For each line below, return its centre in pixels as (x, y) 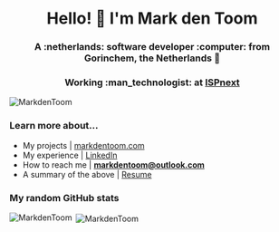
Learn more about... (54, 126)
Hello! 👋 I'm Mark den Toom (152, 19)
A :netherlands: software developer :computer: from (152, 47)
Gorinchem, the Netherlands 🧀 (152, 58)
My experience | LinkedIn (70, 155)
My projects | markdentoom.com (83, 145)
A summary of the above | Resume (87, 174)
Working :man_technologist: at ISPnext (152, 82)
